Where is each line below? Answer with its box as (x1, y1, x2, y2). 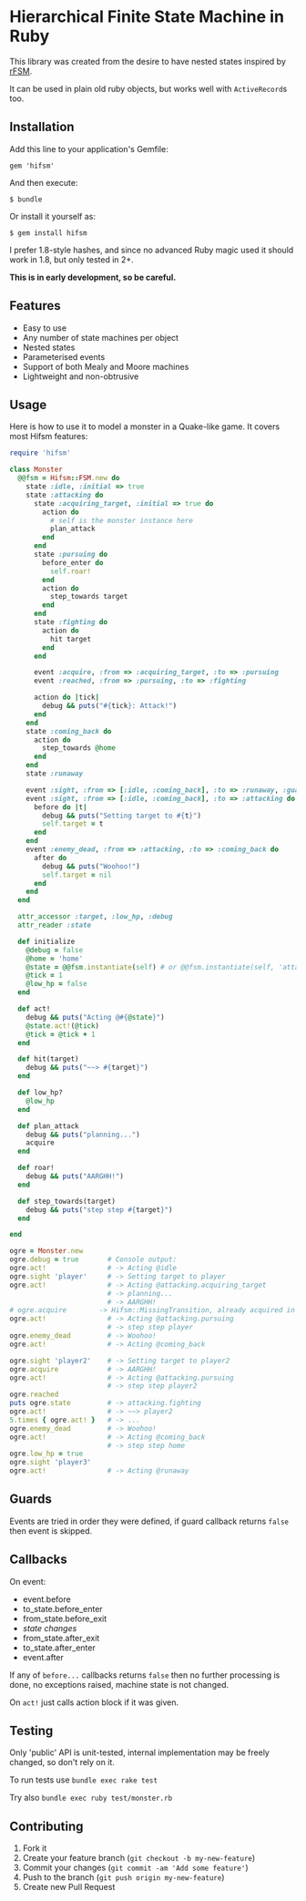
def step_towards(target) (17, 1197, 117, 1206)
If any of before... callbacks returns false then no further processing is (9, 1670, 280, 1680)
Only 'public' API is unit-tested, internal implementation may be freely (9, 1747, 270, 1758)
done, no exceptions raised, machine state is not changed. (9, 1679, 229, 1690)
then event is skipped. (9, 1525, 93, 1536)
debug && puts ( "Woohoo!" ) (42, 861, 141, 871)
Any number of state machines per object (22, 332, 179, 343)
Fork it (22, 1843, 47, 1854)
